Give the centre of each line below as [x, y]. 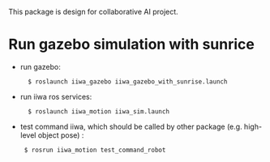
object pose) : [61, 135]
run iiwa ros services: [56, 96]
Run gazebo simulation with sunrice [132, 45]
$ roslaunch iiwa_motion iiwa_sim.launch [99, 111]
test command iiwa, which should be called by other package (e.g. [131, 126]
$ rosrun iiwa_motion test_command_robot [95, 150]
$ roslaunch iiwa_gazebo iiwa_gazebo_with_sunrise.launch [128, 81]
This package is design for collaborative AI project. [93, 12]
